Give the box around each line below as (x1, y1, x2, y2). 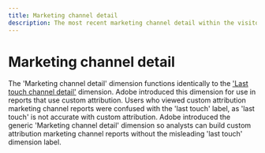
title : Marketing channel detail (8, 11, 118, 20)
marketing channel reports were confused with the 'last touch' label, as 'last (8, 104, 255, 114)
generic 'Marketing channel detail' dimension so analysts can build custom (8, 121, 252, 130)
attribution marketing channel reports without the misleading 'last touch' (8, 129, 243, 139)
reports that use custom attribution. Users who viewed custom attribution (8, 95, 247, 105)
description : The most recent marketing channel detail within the (8, 19, 235, 27)
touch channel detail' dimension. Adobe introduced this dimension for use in (8, 88, 256, 97)
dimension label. (8, 137, 62, 147)
